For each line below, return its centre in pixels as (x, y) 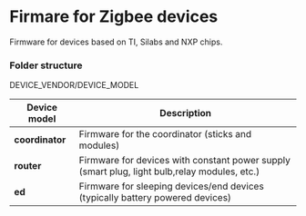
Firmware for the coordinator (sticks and (165, 134)
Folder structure (46, 65)
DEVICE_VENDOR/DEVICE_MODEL (74, 85)
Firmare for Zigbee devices (114, 17)
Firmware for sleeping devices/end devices (171, 186)
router (28, 166)
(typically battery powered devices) (155, 198)
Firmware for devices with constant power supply (185, 161)
